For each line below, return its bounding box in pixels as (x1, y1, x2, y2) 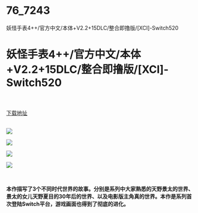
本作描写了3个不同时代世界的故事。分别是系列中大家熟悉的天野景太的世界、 (6, 185, 194, 193)
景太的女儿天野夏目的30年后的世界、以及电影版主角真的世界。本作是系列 (6, 193, 187, 200)
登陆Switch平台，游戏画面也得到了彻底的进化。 (11, 200, 129, 208)
